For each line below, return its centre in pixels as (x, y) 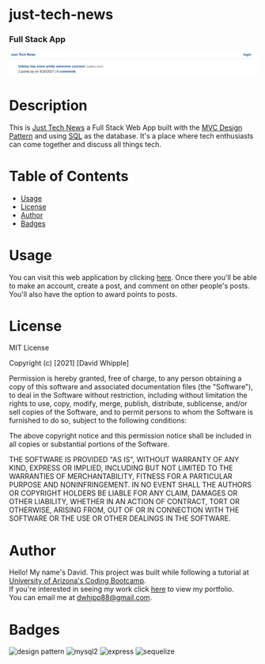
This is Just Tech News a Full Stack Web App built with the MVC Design (126, 127)
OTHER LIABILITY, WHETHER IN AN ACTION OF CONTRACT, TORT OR (124, 502)
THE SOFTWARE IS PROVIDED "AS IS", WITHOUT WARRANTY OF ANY (124, 460)
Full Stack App (38, 40)
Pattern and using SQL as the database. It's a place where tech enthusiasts (131, 135)
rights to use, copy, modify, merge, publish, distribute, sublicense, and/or (128, 404)
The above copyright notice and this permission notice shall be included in (130, 436)
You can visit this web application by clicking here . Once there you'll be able (133, 277)
